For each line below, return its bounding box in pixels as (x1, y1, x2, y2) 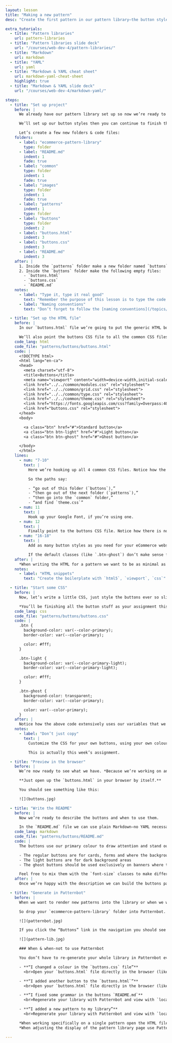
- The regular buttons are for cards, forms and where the (18, 852, 147, 858)
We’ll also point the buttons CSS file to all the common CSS (18, 335, 155, 340)
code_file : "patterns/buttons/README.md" (14, 834, 104, 839)
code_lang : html (14, 339, 50, 344)
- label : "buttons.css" (18, 240, 70, 245)
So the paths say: (28, 476, 68, 482)
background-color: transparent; (24, 693, 93, 698)
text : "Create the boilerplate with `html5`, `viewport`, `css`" (24, 576, 166, 581)
